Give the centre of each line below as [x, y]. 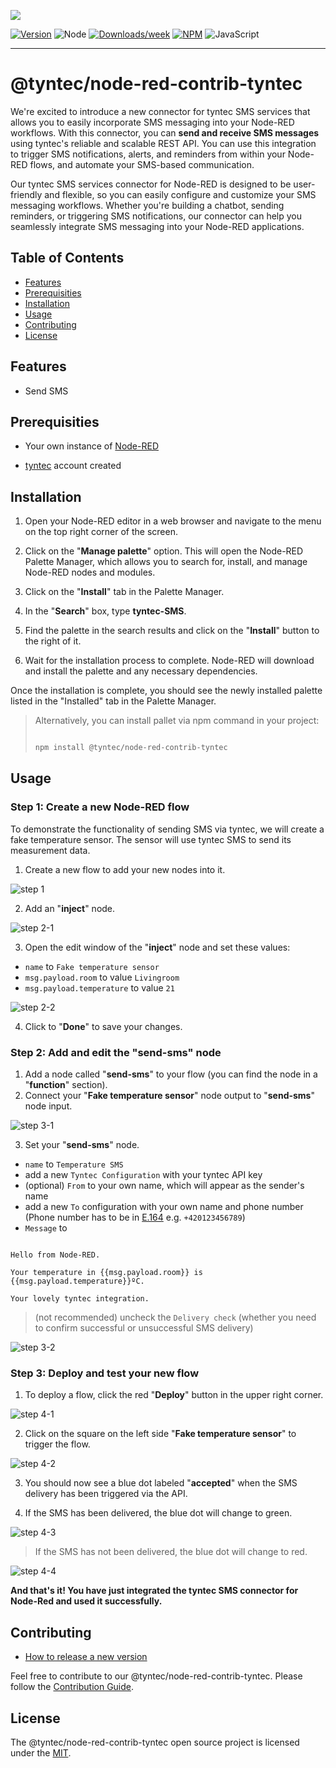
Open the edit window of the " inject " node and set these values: [157, 947]
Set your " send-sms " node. [82, 1145]
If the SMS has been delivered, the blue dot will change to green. [158, 1513]
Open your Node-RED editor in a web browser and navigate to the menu [173, 521]
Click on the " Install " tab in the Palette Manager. [124, 592]
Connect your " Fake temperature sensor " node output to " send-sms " [169, 1096]
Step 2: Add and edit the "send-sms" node [116, 1052]
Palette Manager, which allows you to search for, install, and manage [166, 562]
